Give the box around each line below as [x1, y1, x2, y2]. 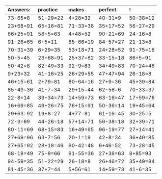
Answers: [7, 6, 30, 13]
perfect [99, 6, 117, 13]
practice [38, 6, 58, 13]
